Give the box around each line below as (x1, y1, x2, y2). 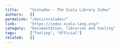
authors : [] (5, 12, 35, 17)
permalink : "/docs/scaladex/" (5, 16, 69, 21)
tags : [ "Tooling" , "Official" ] (5, 30, 82, 35)
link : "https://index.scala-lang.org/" (5, 21, 100, 26)
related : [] (5, 35, 35, 40)
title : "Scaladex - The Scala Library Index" (5, 7, 111, 12)
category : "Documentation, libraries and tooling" (5, 26, 115, 31)
